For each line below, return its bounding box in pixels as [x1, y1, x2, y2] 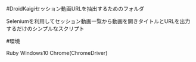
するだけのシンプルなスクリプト [6, 25, 85, 32]
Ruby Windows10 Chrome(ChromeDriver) [6, 50, 108, 56]
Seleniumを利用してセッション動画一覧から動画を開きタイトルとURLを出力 [6, 18, 191, 25]
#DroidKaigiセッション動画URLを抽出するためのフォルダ [6, 5, 145, 12]
